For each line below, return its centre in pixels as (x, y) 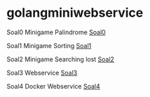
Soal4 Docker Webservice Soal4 (54, 86)
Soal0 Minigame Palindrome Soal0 (56, 32)
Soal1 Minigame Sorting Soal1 (49, 45)
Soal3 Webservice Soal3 (42, 73)
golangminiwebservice (75, 13)
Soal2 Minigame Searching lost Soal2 (61, 59)
